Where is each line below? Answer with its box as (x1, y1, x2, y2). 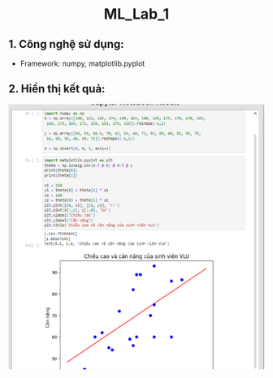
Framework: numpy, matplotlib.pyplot (19, 58, 145, 68)
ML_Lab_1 (103, 5, 170, 24)
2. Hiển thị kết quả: (8, 82, 106, 96)
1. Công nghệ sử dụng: (8, 37, 124, 51)
